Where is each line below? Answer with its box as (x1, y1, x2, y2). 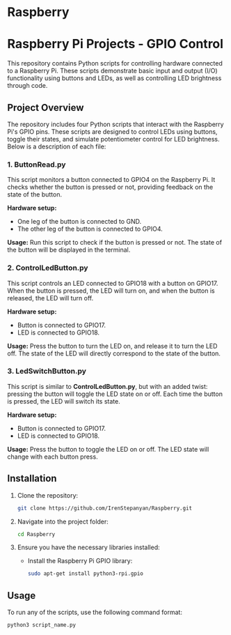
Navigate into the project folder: (17, 517, 109, 526)
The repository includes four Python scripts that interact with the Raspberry (7, 120, 224, 128)
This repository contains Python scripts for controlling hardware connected (7, 59, 223, 68)
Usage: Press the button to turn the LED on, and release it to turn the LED (7, 342, 218, 350)
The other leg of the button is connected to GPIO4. (17, 224, 164, 234)
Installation (7, 473, 57, 484)
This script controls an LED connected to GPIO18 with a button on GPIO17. (7, 279, 218, 287)
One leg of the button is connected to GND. (17, 217, 142, 226)
